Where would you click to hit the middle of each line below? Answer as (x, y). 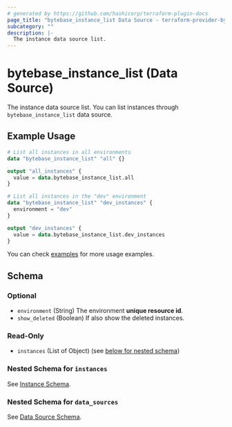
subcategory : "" (30, 26)
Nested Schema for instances (57, 369)
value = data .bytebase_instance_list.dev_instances (89, 235)
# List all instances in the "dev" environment (77, 197)
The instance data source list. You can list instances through (93, 107)
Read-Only (26, 336)
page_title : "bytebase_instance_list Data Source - (83, 20)
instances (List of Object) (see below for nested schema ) (98, 351)
